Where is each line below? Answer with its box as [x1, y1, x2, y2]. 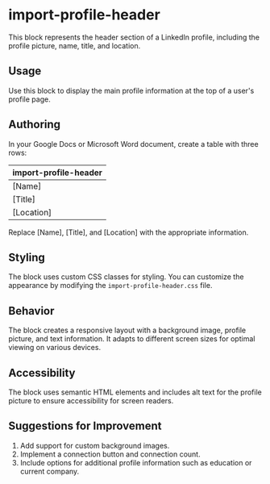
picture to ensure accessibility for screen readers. [8, 396, 174, 405]
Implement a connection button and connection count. [19, 449, 201, 459]
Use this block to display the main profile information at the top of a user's [8, 86, 255, 95]
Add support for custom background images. [19, 440, 170, 450]
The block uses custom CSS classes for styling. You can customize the [8, 272, 244, 282]
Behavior [8, 304, 55, 318]
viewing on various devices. [8, 343, 102, 353]
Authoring [8, 118, 61, 131]
